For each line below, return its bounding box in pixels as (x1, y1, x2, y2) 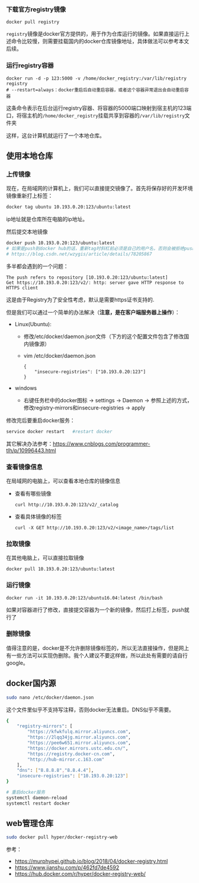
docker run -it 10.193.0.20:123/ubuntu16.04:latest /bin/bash (6, 595, 163, 601)
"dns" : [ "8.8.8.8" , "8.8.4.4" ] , (17, 768, 94, 774)
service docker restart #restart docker (6, 428, 113, 434)
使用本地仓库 (6, 150, 53, 161)
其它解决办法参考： (6, 440, 53, 447)
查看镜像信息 (6, 462, 43, 471)
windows (14, 384, 37, 392)
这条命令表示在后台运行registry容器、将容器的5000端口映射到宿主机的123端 (6, 104, 192, 111)
